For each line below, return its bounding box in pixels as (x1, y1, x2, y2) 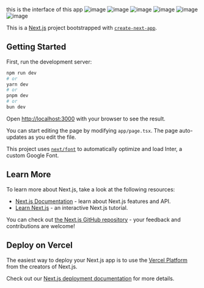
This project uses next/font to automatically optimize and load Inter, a (6, 145, 183, 152)
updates (6, 133, 27, 141)
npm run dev (6, 70, 37, 76)
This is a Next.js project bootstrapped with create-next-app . (6, 24, 158, 31)
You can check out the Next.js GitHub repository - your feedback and (6, 216, 181, 223)
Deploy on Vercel (6, 240, 73, 251)
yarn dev (6, 81, 29, 87)
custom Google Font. (6, 152, 59, 159)
